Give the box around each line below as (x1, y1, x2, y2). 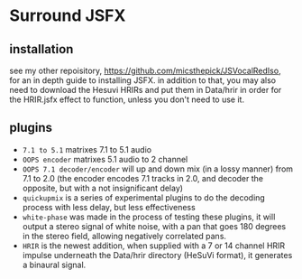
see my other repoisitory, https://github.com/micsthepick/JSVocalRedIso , (9, 65, 281, 76)
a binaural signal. (22, 259, 87, 270)
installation (9, 42, 74, 57)
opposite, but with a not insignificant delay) (22, 182, 183, 193)
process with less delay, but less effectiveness (22, 201, 196, 212)
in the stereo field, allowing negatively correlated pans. (22, 230, 227, 241)
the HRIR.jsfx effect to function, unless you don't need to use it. (9, 94, 245, 105)
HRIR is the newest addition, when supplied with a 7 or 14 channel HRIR (22, 240, 286, 251)
